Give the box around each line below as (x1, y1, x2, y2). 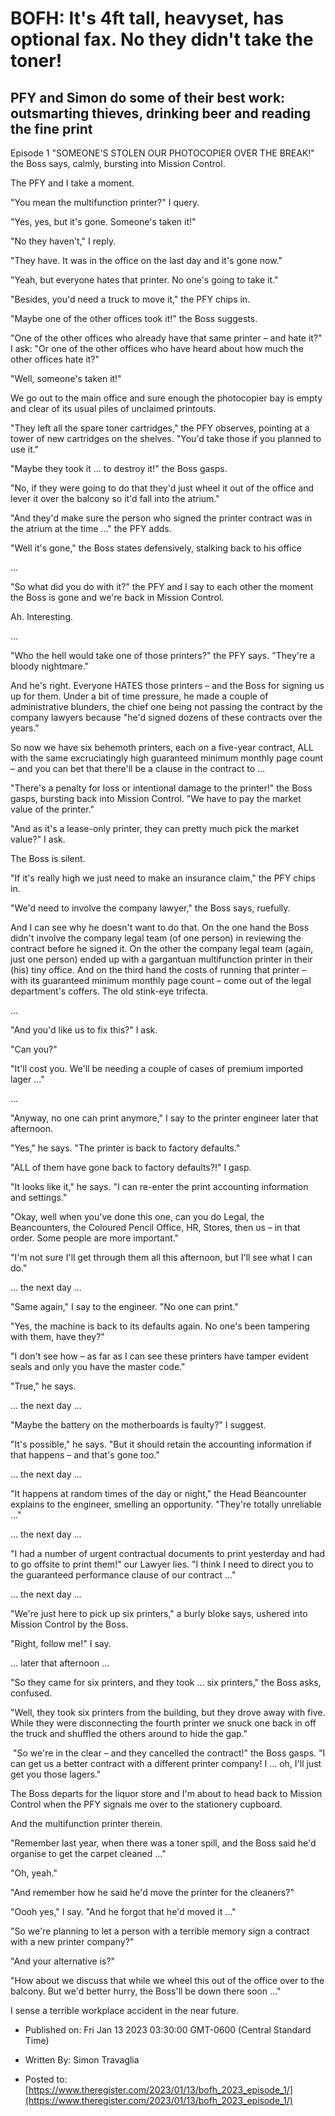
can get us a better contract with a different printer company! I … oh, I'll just (10, 1758, 322, 1769)
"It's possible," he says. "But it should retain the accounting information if (10, 1438, 312, 1450)
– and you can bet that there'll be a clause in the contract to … (10, 763, 266, 774)
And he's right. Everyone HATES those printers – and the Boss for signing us (10, 680, 325, 691)
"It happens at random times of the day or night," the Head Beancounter (10, 1488, 307, 1499)
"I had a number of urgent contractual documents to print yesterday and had (10, 1548, 326, 1559)
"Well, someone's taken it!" (10, 373, 122, 384)
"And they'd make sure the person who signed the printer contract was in (10, 512, 313, 524)
